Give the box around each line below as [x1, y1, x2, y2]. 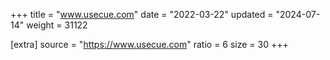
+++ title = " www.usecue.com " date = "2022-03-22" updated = [10, 9, 274, 20]
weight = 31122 [26, 19, 88, 31]
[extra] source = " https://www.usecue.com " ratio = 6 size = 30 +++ [10, 39, 289, 50]
